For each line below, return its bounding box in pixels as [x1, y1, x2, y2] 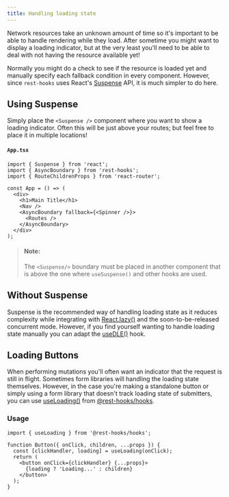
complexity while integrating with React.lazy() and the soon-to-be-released [7, 315, 219, 323]
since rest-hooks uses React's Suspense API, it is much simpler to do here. [7, 78, 219, 86]
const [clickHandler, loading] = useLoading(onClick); [13, 447, 173, 454]
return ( [13, 453, 38, 460]
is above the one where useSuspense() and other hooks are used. [23, 269, 207, 278]
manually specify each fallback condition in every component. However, [7, 71, 211, 80]
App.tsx [7, 147, 29, 154]
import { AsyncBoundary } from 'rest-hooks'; [7, 167, 139, 173]
